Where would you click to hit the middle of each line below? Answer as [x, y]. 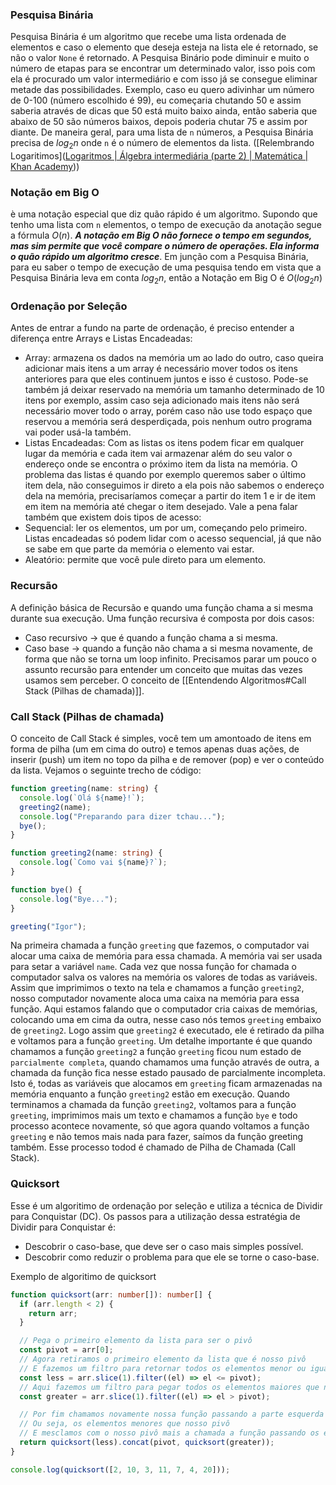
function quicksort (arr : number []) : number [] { [111, 1294]
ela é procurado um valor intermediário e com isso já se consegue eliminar [164, 79]
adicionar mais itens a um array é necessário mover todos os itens [161, 369]
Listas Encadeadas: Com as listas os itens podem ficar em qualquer [164, 443]
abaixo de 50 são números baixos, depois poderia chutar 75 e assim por [159, 122]
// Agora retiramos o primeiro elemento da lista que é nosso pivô [163, 1359]
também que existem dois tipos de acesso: [113, 517]
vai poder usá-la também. [78, 432]
